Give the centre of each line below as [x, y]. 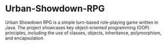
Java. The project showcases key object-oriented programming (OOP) [77, 27]
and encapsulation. [25, 38]
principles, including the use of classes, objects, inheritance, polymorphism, [83, 33]
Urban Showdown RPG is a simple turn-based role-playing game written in [82, 22]
